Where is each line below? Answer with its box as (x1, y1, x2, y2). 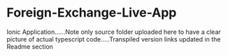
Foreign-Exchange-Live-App (6, 5, 177, 21)
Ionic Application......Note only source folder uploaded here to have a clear (6, 28, 221, 36)
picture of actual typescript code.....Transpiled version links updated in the (6, 35, 221, 43)
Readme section (6, 42, 54, 50)
